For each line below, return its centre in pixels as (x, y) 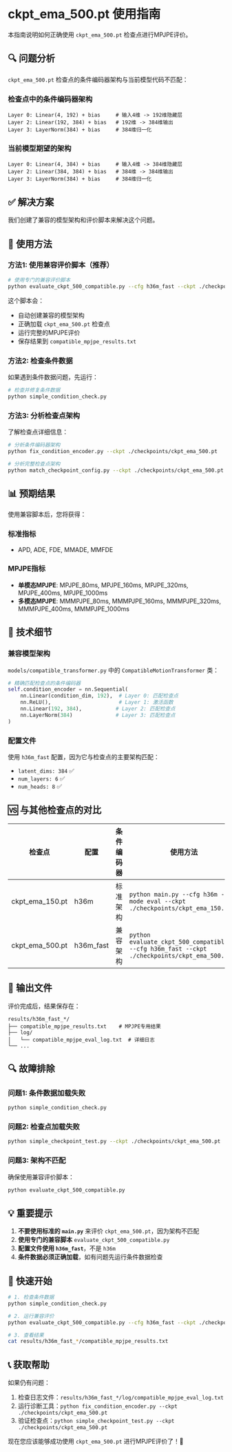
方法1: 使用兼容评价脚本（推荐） (61, 265)
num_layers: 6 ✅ (41, 778)
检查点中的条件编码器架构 (50, 99)
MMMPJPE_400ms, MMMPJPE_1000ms (74, 609)
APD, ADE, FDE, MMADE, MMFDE (65, 549)
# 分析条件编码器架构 (34, 445)
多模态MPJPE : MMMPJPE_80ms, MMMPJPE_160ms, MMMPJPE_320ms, (119, 601)
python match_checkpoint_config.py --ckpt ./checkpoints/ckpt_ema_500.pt (116, 470)
